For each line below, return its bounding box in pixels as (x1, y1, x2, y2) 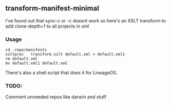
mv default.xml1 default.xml (5, 61, 68, 66)
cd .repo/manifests (5, 47, 47, 52)
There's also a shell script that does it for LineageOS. (5, 70, 118, 76)
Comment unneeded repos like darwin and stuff (5, 94, 106, 100)
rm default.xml (5, 56, 38, 62)
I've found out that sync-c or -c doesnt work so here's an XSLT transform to (5, 17, 166, 23)
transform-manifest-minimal (5, 4, 99, 13)
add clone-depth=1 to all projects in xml (5, 23, 89, 29)
